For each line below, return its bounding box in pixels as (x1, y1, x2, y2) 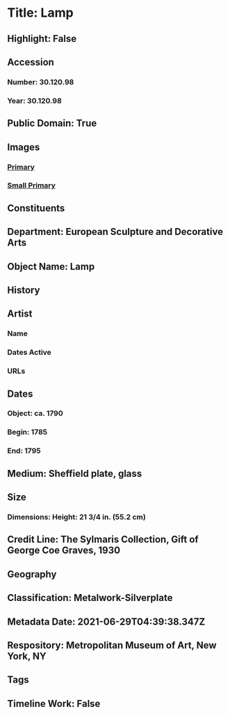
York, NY (7, 650, 47, 662)
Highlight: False (7, 33, 77, 45)
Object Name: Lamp (7, 260, 95, 273)
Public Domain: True (7, 117, 97, 130)
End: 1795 (7, 446, 41, 456)
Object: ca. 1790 (7, 409, 64, 418)
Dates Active (7, 347, 52, 357)
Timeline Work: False (7, 697, 101, 709)
